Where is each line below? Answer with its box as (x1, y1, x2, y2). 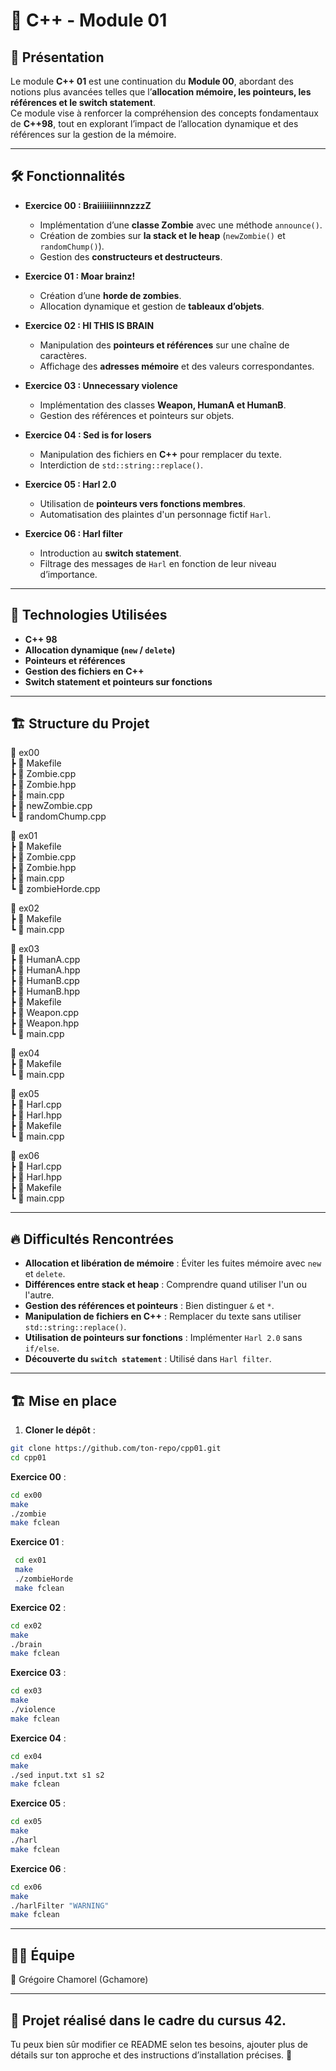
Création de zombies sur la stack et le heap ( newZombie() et (39, 229, 286, 241)
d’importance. (39, 568, 98, 580)
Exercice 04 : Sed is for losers (24, 429, 152, 441)
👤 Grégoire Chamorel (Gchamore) (10, 1974, 149, 1986)
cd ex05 (10, 1817, 43, 1827)
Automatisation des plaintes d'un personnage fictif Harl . (39, 508, 272, 520)
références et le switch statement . (10, 97, 156, 108)
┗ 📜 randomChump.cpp (10, 810, 107, 823)
